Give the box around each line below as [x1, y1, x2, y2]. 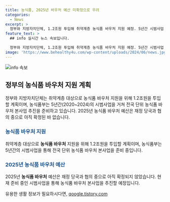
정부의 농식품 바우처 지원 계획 [5, 81, 92, 90]
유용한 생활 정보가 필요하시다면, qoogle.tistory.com [5, 191, 108, 197]
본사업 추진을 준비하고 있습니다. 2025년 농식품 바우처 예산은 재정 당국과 [14, 108, 156, 114]
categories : [5, 12, 30, 17]
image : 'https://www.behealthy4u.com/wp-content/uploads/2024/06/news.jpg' [5, 49, 168, 55]
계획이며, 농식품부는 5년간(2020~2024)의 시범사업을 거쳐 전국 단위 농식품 [10, 101, 158, 107]
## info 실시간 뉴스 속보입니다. [10, 36, 70, 41]
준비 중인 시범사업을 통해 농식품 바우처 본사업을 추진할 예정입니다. [10, 180, 140, 186]
